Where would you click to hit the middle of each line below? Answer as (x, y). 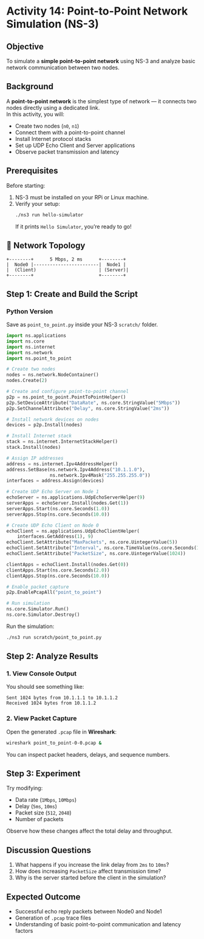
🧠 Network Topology (46, 245)
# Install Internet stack (39, 436)
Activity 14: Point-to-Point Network (97, 11)
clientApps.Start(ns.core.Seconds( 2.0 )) (58, 570)
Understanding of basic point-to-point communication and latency (98, 924)
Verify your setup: (38, 203)
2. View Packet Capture (42, 719)
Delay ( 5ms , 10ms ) (36, 807)
